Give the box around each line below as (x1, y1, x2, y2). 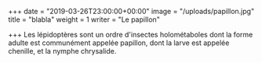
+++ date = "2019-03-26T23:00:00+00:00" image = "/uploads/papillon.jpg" (8, 7, 255, 16)
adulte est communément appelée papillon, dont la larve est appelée (8, 38, 230, 47)
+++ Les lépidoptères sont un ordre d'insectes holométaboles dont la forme (8, 30, 253, 39)
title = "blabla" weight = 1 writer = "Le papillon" (8, 15, 161, 24)
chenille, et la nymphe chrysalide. (8, 47, 117, 55)
